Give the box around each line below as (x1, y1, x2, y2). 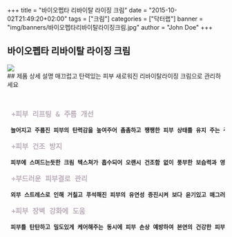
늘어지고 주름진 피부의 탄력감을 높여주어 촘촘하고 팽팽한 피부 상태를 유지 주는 (10, 126, 220, 134)
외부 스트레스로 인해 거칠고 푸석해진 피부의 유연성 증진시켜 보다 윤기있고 (10, 191, 206, 198)
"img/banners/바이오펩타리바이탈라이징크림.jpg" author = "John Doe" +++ (7, 23, 213, 31)
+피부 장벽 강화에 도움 (11, 206, 86, 216)
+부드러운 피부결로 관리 (11, 174, 88, 183)
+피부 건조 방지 (11, 142, 62, 151)
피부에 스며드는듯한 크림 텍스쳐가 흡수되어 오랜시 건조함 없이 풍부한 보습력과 (10, 158, 217, 166)
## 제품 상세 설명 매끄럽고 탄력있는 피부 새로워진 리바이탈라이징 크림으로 (7, 72, 203, 80)
